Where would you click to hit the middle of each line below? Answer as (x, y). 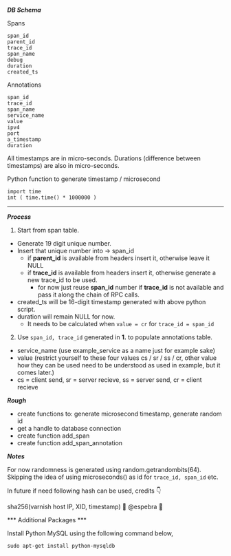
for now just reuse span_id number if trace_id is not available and (131, 287)
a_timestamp (24, 140)
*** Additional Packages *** (47, 520)
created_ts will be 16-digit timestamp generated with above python (111, 302)
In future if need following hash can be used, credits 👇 (84, 491)
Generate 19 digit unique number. (64, 243)
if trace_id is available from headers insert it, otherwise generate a (122, 272)
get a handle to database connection (69, 428)
